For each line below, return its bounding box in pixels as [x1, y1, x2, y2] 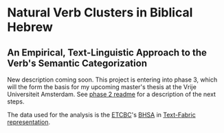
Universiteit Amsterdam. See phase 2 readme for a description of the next [7, 90, 216, 98]
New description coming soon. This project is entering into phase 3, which [7, 75, 218, 84]
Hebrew [7, 19, 54, 35]
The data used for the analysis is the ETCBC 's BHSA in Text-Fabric [7, 111, 196, 119]
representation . [7, 118, 50, 126]
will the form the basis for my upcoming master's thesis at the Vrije [7, 83, 197, 90]
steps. [7, 97, 25, 106]
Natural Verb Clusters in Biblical [7, 5, 193, 21]
